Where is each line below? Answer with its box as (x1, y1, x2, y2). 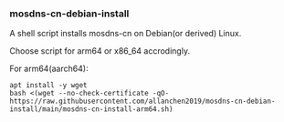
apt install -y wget (9, 81, 89, 90)
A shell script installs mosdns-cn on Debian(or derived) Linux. (9, 28, 242, 39)
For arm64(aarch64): (9, 63, 89, 75)
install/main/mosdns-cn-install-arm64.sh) (9, 105, 174, 114)
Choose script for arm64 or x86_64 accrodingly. (9, 46, 190, 56)
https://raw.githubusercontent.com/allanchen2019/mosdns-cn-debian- (9, 97, 276, 107)
